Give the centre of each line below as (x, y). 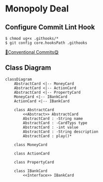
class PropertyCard (34, 162)
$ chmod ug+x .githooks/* (32, 38)
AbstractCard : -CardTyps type (55, 123)
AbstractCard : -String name (53, 118)
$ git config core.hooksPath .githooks (46, 43)
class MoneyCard (31, 145)
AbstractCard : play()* (47, 136)
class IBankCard (31, 171)
